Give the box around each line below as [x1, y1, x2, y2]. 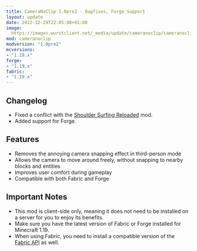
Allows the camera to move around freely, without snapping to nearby [14, 156, 184, 163]
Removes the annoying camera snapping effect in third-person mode [14, 150, 182, 157]
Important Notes [6, 192, 67, 202]
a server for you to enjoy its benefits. [14, 213, 104, 221]
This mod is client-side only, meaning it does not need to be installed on [14, 208, 189, 215]
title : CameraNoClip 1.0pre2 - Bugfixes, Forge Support [6, 8, 145, 15]
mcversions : [6, 47, 35, 53]
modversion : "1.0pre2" [6, 42, 62, 48]
